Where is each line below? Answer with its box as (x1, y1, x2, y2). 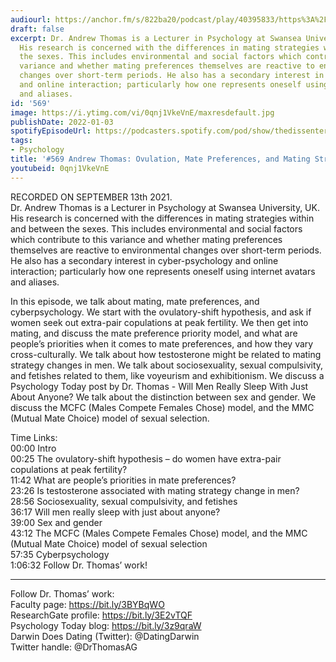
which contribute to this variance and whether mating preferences (10, 233, 283, 245)
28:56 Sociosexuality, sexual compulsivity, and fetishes (10, 495, 238, 507)
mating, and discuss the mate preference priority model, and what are (10, 327, 298, 339)
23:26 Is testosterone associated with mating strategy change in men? (10, 484, 300, 496)
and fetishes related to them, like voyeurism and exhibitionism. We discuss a (10, 369, 325, 381)
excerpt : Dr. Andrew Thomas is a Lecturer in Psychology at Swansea (10, 33, 302, 43)
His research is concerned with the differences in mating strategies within (10, 212, 315, 224)
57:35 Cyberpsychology (10, 548, 110, 560)
